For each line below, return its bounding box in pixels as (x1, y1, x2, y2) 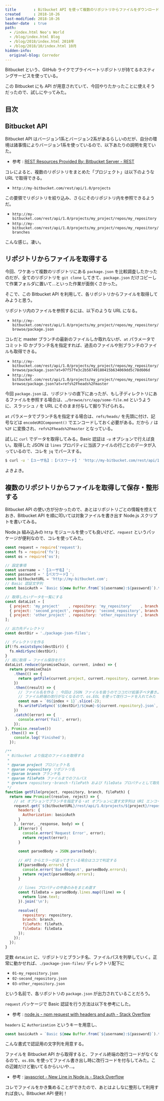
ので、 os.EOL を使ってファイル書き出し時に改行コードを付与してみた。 (9, 1057, 152, 1063)
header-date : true (5, 21, 47, 26)
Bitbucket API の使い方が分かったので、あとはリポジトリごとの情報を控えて (5, 507, 157, 513)
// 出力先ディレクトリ (5, 626, 44, 631)
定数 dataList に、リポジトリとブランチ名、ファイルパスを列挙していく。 (5, 954, 153, 960)
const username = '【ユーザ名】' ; (5, 567, 71, 572)
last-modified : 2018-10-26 (5, 16, 60, 21)
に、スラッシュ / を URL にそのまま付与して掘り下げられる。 (5, 403, 127, 409)
